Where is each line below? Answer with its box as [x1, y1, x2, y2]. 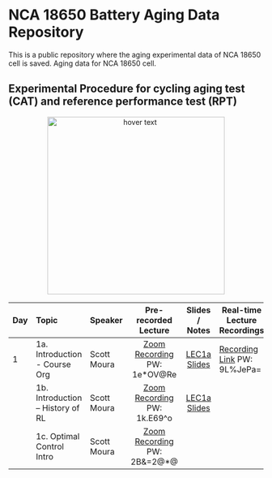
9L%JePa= [219, 364, 261, 375]
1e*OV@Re [132, 368, 177, 380]
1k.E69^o [136, 412, 172, 424]
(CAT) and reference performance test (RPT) [8, 95, 237, 109]
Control [36, 441, 65, 452]
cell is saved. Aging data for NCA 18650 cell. [8, 58, 156, 68]
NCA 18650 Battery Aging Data [8, 6, 220, 24]
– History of [36, 402, 80, 413]
